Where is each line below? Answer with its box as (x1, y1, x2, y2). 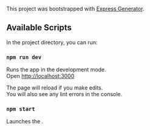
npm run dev (6, 54, 42, 60)
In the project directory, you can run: (6, 39, 98, 46)
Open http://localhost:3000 (6, 73, 75, 80)
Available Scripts (6, 22, 72, 33)
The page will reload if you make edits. (6, 84, 103, 91)
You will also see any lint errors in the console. (6, 91, 123, 98)
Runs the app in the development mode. (6, 66, 106, 73)
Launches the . (6, 118, 44, 125)
